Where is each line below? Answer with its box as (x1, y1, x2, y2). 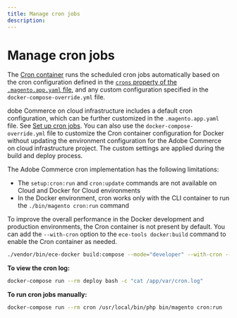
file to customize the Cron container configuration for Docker (47, 129, 224, 137)
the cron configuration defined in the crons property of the (7, 78, 178, 87)
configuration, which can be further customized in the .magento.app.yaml (7, 114, 219, 123)
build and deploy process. (7, 152, 83, 160)
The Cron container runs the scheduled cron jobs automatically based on (7, 71, 220, 79)
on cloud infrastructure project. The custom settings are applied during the (7, 144, 225, 152)
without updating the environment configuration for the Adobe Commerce (7, 137, 222, 145)
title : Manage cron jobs (7, 10, 80, 18)
